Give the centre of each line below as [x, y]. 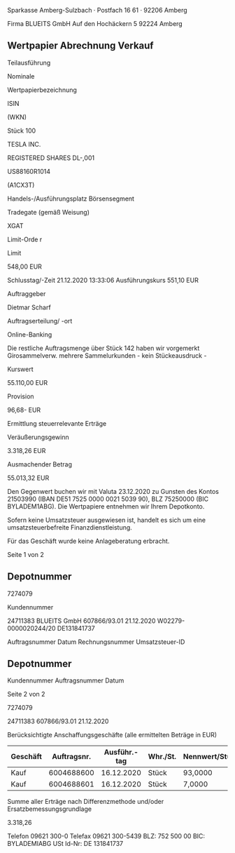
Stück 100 [22, 130]
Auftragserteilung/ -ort [40, 321]
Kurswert [20, 369]
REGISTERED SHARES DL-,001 [51, 158]
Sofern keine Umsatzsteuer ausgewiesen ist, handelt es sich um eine [107, 520]
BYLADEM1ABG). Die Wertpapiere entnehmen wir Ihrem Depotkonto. [106, 506]
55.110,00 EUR [28, 382]
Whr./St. [162, 757]
